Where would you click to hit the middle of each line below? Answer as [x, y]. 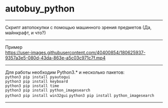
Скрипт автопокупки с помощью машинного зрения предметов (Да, [78, 27]
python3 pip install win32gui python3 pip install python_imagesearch [80, 95]
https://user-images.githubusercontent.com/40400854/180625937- [75, 52]
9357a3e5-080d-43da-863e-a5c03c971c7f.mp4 [55, 58]
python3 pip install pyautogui [38, 77]
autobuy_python [40, 9]
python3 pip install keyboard [37, 81]
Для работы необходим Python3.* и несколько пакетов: [65, 72]
